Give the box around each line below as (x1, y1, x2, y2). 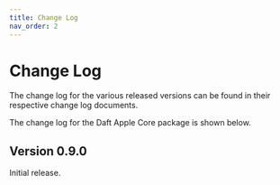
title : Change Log (9, 13, 78, 23)
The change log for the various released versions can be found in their (9, 90, 271, 101)
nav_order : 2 (9, 22, 59, 31)
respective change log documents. (9, 100, 139, 111)
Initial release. (9, 168, 61, 179)
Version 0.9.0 (9, 143, 87, 159)
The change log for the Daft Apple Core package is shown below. (9, 117, 252, 128)
